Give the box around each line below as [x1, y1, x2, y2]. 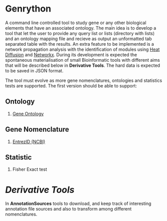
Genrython [5, 3, 51, 15]
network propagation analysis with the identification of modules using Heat [5, 46, 160, 52]
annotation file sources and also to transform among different [5, 206, 132, 212]
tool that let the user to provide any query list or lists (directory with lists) [5, 30, 155, 36]
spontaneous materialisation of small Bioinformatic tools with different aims [5, 57, 160, 63]
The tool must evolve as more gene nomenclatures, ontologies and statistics [5, 77, 162, 83]
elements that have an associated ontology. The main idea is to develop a [5, 25, 156, 31]
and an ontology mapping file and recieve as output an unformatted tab [5, 36, 152, 42]
